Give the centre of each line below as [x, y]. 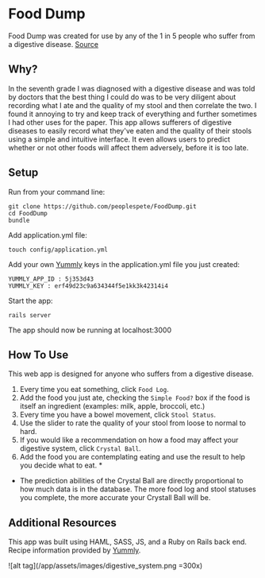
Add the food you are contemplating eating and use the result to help [132, 457]
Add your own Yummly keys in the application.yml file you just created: [124, 264]
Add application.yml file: [48, 235]
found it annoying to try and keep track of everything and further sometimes [133, 114]
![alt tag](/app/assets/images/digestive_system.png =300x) [106, 566]
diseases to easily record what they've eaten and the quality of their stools [130, 130]
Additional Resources [62, 523]
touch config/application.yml [58, 250]
